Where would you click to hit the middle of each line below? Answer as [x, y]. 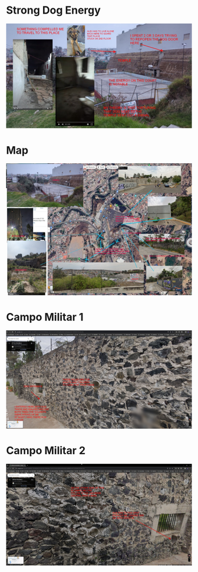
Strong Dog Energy [54, 10]
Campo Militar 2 [46, 451]
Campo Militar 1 [45, 317]
